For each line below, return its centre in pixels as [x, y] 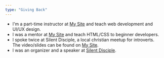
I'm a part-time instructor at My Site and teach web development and [82, 24]
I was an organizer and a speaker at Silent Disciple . [64, 50]
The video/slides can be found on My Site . [55, 45]
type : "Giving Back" [26, 10]
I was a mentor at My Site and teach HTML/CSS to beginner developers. [85, 34]
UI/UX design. [26, 29]
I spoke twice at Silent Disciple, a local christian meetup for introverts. [83, 40]
